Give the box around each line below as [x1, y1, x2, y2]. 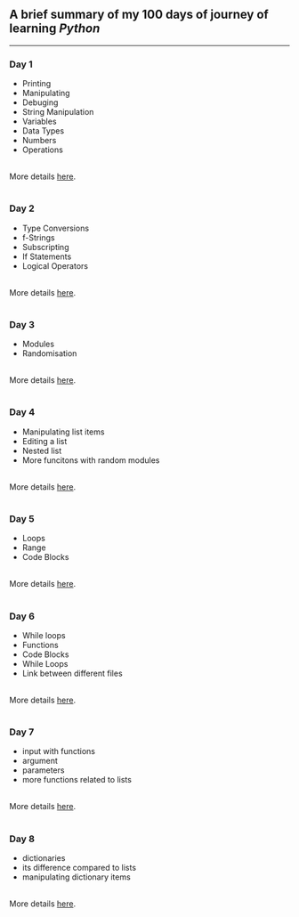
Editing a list [21, 435, 68, 446]
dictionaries [21, 853, 66, 864]
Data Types [21, 126, 65, 136]
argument [21, 756, 58, 767]
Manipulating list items [21, 426, 105, 437]
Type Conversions [21, 223, 90, 233]
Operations [21, 144, 64, 155]
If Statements [21, 251, 72, 262]
